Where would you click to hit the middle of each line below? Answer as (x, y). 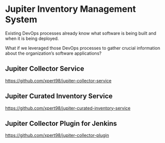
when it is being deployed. (32, 38)
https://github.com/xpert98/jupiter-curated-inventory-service (68, 108)
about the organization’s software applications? (53, 53)
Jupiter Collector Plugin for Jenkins (61, 124)
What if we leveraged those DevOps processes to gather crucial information (82, 48)
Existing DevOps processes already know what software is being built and (81, 33)
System (21, 19)
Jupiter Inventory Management (71, 9)
